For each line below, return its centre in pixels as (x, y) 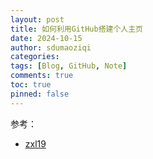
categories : (35, 57)
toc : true (31, 85)
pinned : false (40, 94)
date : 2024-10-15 (46, 38)
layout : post (37, 19)
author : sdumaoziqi (51, 47)
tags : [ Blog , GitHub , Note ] (69, 66)
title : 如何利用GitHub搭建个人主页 (76, 29)
